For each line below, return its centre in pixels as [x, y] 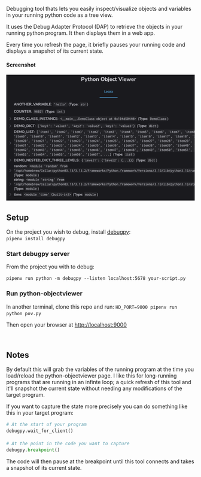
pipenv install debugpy [36, 239]
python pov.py [24, 313]
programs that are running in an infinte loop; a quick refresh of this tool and [99, 382]
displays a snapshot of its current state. [55, 51]
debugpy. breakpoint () [33, 450]
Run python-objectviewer [44, 294]
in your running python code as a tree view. [60, 15]
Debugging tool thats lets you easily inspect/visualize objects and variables [99, 9]
